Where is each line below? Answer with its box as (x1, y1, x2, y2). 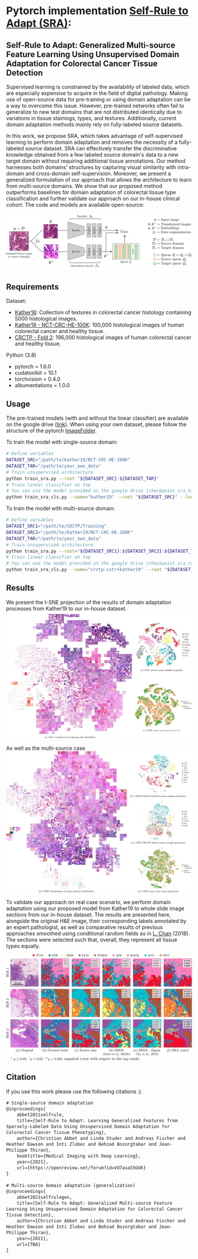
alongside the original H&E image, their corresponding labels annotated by (6, 918, 187, 925)
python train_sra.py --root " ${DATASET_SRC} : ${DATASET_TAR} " (6, 476, 160, 482)
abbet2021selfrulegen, (16, 1194, 72, 1200)
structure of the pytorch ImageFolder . (6, 427, 97, 434)
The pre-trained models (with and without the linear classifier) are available (6, 414, 189, 422)
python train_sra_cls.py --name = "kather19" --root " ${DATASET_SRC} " (6, 494, 178, 500)
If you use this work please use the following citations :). (6, 1087, 143, 1095)
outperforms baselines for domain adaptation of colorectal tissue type (6, 189, 176, 196)
